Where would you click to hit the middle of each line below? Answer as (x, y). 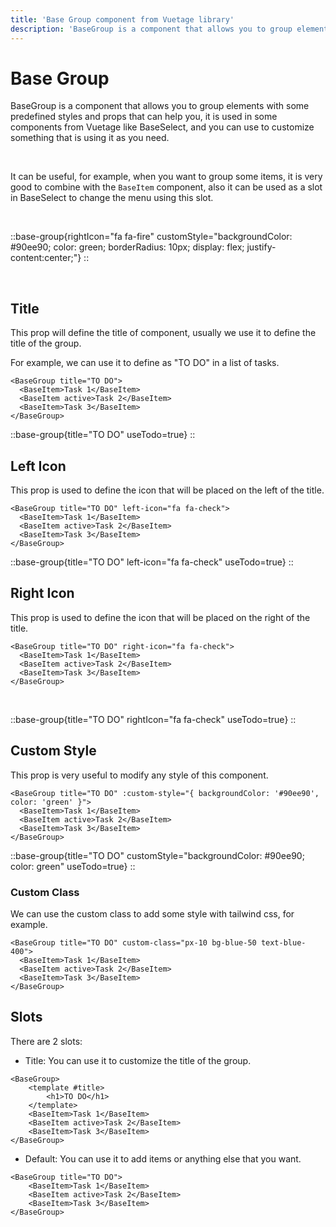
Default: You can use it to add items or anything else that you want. (163, 1158)
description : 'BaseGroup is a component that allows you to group (151, 29)
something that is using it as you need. (90, 138)
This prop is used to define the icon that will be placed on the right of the (160, 617)
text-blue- (283, 942)
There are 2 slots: (46, 1041)
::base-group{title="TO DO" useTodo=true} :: (103, 435)
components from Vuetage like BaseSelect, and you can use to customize (162, 127)
